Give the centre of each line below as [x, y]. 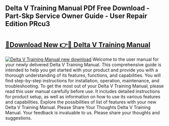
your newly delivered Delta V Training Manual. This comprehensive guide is [83, 65]
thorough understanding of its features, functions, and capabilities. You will [83, 75]
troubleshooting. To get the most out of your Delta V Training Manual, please [84, 86]
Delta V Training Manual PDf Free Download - [77, 8]
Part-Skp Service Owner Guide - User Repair [76, 16]
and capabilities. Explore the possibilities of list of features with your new [81, 102]
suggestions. [19, 118]
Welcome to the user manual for [126, 59]
